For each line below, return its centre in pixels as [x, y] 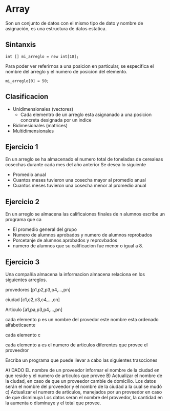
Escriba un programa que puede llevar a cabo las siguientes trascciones [81, 360]
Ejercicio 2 [23, 201]
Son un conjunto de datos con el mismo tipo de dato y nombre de [74, 23]
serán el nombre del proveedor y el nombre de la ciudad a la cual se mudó [84, 386]
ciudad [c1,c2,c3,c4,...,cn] [33, 300]
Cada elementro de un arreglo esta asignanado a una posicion [86, 114]
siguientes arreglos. [26, 280]
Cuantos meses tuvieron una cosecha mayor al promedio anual [79, 180]
